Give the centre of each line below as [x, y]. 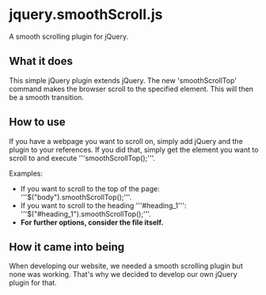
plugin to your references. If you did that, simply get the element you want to [134, 149]
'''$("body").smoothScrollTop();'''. [76, 197]
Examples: [26, 173]
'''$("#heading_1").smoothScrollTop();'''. [85, 214]
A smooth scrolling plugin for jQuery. [69, 36]
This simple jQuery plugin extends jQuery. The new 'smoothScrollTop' [123, 80]
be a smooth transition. [47, 97]
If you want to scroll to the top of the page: [90, 188]
